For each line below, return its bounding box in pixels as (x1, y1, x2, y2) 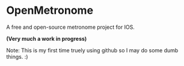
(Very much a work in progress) (6, 35, 87, 42)
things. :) (6, 53, 28, 60)
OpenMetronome (6, 4, 94, 17)
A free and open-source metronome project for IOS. (6, 23, 135, 31)
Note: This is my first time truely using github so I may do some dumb (6, 46, 179, 54)
